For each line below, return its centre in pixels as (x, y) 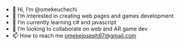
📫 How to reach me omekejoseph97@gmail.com (74, 36)
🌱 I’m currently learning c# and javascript (64, 22)
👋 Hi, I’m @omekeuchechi (45, 9)
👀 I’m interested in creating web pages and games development (93, 16)
